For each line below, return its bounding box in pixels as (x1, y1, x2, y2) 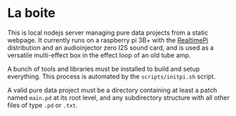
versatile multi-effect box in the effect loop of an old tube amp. (7, 51, 191, 59)
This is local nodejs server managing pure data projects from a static (7, 28, 208, 37)
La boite (7, 5, 55, 21)
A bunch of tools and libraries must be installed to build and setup (7, 64, 200, 73)
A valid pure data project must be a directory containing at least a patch (7, 86, 218, 94)
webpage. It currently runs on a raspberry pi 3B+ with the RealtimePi (7, 35, 208, 44)
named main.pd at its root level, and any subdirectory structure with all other (7, 93, 230, 102)
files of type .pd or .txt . (7, 100, 78, 109)
